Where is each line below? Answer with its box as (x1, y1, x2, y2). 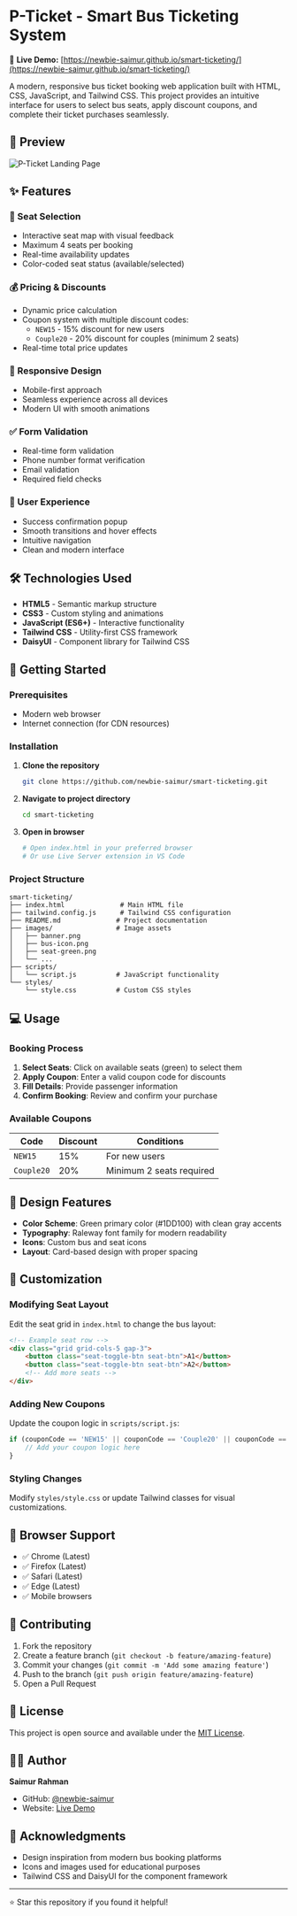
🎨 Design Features (9, 1195, 112, 1210)
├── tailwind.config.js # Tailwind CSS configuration (9, 909, 232, 918)
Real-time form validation (21, 445, 115, 457)
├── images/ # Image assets (9, 924, 172, 933)
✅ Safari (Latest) (21, 1571, 83, 1581)
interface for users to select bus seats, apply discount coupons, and (9, 99, 258, 110)
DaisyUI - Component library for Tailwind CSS (21, 636, 190, 647)
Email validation (21, 465, 80, 475)
